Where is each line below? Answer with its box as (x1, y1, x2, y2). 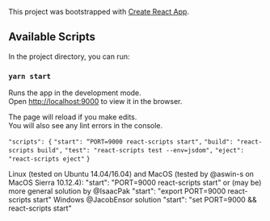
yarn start (8, 72, 51, 81)
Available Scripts (8, 30, 95, 44)
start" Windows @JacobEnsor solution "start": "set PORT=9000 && (32, 195, 257, 205)
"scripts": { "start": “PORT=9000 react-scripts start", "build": (8, 138, 234, 146)
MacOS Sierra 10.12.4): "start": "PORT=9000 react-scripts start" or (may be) (8, 177, 262, 188)
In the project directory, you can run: (8, 52, 130, 61)
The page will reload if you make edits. (8, 112, 137, 122)
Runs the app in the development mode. (8, 88, 141, 98)
